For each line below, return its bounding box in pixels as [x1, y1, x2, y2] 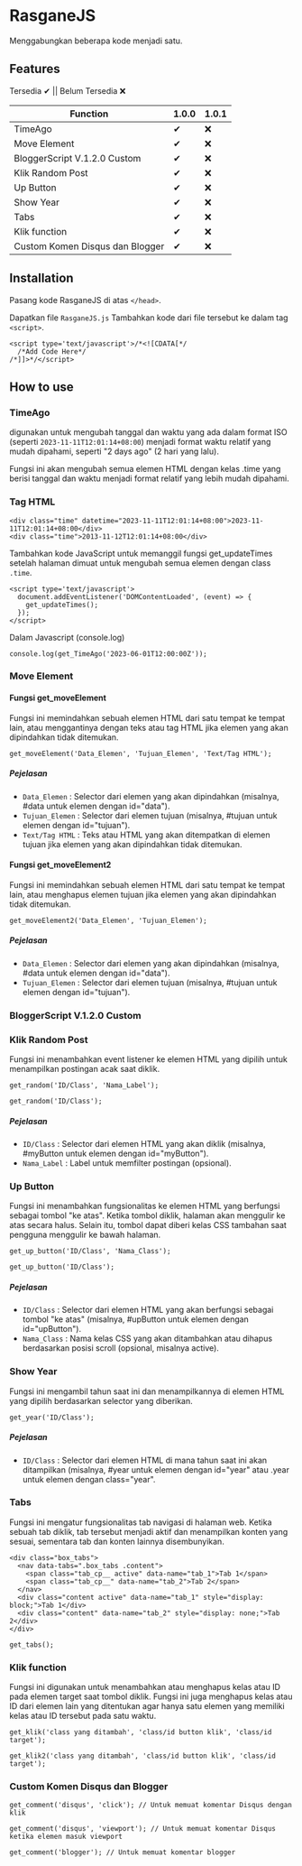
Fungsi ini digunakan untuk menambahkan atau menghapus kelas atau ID [9, 1682, 281, 1693]
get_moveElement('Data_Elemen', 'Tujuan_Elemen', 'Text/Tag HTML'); [9, 749, 272, 758]
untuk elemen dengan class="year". [22, 1473, 156, 1484]
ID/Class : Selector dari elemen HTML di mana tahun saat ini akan [22, 1455, 268, 1465]
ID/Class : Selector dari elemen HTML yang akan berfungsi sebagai [22, 1305, 274, 1316]
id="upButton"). [22, 1324, 82, 1335]
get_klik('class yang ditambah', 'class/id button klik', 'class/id [9, 1728, 272, 1737]
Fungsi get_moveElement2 [9, 859, 112, 871]
